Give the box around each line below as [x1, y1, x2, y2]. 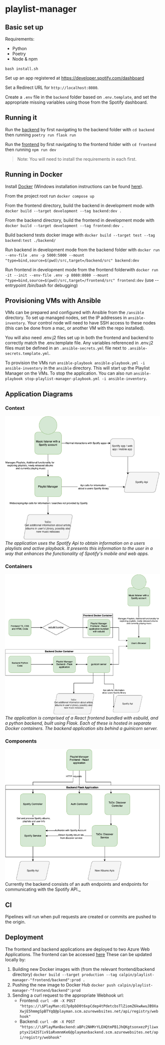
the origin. [5, 919, 26, 925]
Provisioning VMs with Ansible [5, 296, 101, 305]
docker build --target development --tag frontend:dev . [5, 223, 124, 228]
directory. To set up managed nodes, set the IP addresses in [5, 315, 127, 320]
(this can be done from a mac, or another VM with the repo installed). [5, 325, 145, 331]
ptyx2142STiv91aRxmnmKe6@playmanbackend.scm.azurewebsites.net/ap [19, 1030, 159, 1035]
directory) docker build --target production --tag [12, 971, 117, 977]
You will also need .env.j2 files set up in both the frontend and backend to [5, 335, 154, 341]
